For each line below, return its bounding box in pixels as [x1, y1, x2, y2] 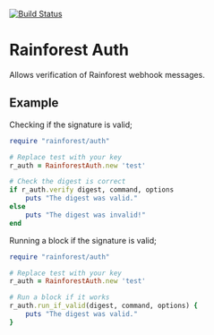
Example [9, 95, 59, 111]
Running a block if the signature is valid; [9, 235, 157, 245]
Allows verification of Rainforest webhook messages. [9, 69, 206, 80]
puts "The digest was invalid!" [25, 210, 146, 219]
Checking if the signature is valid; [9, 119, 133, 130]
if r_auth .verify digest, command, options [9, 185, 175, 194]
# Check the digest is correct [9, 177, 126, 186]
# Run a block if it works [9, 293, 110, 302]
